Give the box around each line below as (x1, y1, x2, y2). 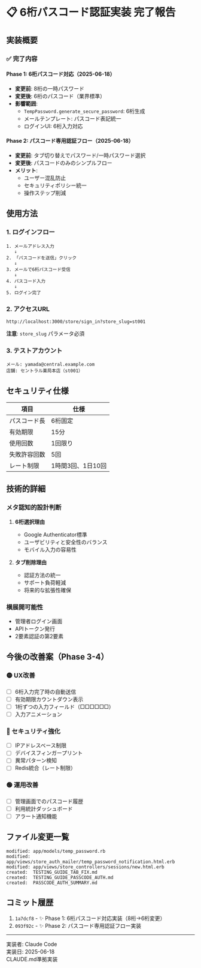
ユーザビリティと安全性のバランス (23, 538, 108, 546)
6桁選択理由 (14, 518, 45, 525)
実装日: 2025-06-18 (6, 948, 55, 955)
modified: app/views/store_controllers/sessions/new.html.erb (6, 864, 165, 870)
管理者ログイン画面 (14, 618, 63, 625)
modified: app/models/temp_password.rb (6, 848, 106, 854)
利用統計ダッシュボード (14, 805, 73, 812)
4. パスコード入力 (6, 278, 46, 284)
